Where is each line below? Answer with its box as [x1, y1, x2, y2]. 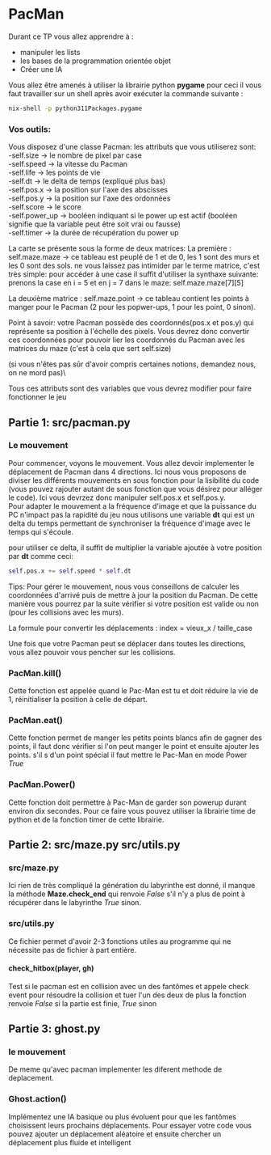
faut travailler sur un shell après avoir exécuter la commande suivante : [8, 88, 244, 98]
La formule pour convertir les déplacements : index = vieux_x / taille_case [8, 623, 252, 632]
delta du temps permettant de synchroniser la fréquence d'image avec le [8, 518, 252, 528]
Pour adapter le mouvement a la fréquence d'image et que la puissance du [8, 501, 256, 510]
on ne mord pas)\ [8, 368, 66, 378]
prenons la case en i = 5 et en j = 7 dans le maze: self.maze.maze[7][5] [8, 278, 244, 288]
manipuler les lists [19, 47, 81, 57]
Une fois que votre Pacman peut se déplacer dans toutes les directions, [8, 638, 246, 648]
